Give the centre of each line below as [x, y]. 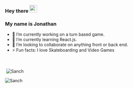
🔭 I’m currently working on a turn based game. [58, 34]
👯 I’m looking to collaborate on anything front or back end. [70, 45]
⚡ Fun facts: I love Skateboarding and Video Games [63, 50]
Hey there [17, 11]
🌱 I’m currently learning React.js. [44, 40]
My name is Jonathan [31, 24]
